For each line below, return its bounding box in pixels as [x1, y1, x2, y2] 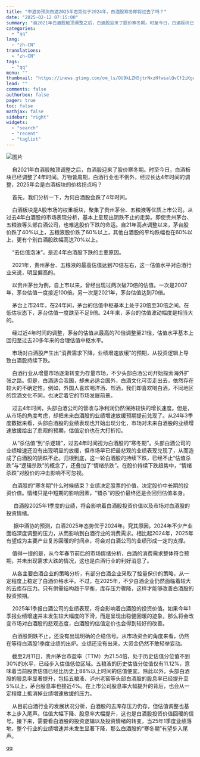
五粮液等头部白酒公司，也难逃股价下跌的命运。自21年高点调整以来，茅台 [6, 221, 184, 228]
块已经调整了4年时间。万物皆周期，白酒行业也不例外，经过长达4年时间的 [6, 173, 186, 181]
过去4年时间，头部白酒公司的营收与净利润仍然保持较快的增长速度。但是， [11, 404, 193, 411]
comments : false [6, 86, 46, 92]
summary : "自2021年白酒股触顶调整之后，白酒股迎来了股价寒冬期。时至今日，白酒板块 [6, 20, 190, 26]
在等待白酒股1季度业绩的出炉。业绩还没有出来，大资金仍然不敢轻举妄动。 [6, 640, 186, 647]
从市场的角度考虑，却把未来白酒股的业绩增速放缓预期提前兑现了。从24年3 [6, 412, 189, 419]
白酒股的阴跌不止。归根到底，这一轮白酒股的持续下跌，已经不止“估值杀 [16, 454, 192, 461]
